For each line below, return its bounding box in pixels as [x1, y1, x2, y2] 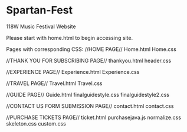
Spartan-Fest [6, 4, 73, 17]
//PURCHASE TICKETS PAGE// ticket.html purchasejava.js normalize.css [6, 114, 182, 121]
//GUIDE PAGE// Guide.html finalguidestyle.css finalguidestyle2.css [6, 91, 170, 98]
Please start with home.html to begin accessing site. [6, 34, 133, 41]
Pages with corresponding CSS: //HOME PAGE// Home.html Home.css [6, 45, 177, 53]
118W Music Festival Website [6, 23, 76, 30]
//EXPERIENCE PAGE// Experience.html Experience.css [6, 68, 140, 75]
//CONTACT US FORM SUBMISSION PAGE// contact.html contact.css [6, 102, 174, 109]
